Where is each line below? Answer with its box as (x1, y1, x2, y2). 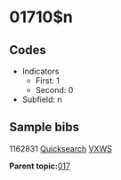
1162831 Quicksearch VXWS (9, 143, 113, 153)
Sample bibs (9, 120, 80, 135)
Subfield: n (21, 94, 62, 105)
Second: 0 (35, 85, 74, 95)
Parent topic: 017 (9, 160, 71, 171)
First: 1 (35, 75, 60, 86)
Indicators (21, 66, 60, 76)
